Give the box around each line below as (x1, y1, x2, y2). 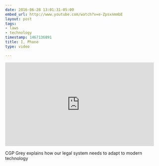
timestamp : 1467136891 (5, 35, 52, 40)
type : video (5, 44, 30, 49)
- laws (5, 26, 19, 31)
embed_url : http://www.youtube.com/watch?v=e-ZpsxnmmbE (5, 12, 123, 17)
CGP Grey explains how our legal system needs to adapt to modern (5, 150, 143, 156)
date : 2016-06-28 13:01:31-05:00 (5, 7, 74, 12)
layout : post (5, 16, 32, 21)
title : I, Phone (5, 40, 39, 45)
